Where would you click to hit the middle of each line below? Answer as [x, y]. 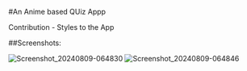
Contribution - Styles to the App [61, 27]
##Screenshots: [35, 43]
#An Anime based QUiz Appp [57, 12]
